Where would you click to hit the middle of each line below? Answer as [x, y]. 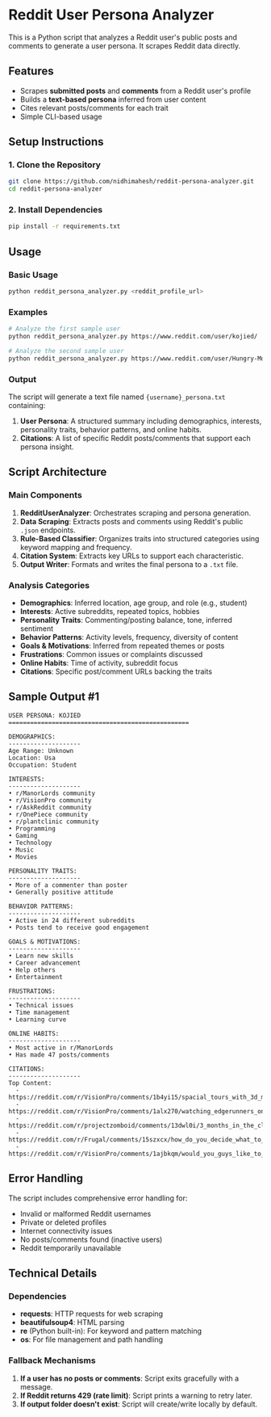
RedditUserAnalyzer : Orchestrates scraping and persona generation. [135, 513]
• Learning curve [38, 1020]
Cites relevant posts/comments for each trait [94, 107]
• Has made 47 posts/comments [59, 1055]
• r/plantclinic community [54, 822]
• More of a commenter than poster [68, 885]
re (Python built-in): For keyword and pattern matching [111, 1331]
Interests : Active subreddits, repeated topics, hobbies [110, 611]
